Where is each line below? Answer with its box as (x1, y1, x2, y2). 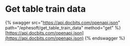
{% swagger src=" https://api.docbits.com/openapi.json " (5, 20, 121, 25)
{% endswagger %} (84, 35, 126, 41)
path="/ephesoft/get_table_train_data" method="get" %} (5, 24, 121, 30)
